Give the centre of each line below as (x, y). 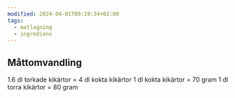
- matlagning (33, 27)
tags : (15, 21)
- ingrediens (33, 34)
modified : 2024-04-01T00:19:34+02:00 (63, 14)
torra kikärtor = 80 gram (43, 87)
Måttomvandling (45, 62)
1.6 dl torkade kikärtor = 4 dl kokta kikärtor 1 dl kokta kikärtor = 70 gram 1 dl (118, 80)
